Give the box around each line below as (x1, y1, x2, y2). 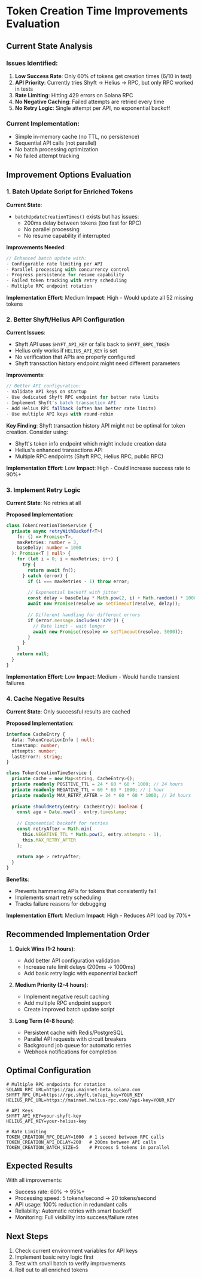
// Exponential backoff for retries (17, 820, 109, 826)
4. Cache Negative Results (6, 694, 85, 703)
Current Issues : (6, 329, 46, 336)
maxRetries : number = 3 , (17, 539, 79, 545)
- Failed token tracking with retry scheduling (6, 277, 127, 283)
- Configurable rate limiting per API (6, 261, 103, 267)
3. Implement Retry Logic (6, 485, 81, 494)
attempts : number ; (11, 748, 58, 754)
